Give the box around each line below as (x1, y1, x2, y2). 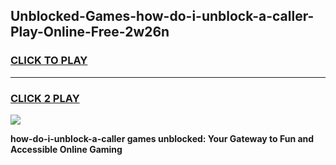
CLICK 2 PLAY (10, 91, 80, 105)
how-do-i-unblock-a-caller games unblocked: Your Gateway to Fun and (10, 132, 315, 144)
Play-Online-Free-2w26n (10, 24, 170, 41)
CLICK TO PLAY (10, 54, 88, 68)
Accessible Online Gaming (10, 143, 123, 155)
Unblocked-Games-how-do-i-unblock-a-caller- (10, 8, 315, 25)
